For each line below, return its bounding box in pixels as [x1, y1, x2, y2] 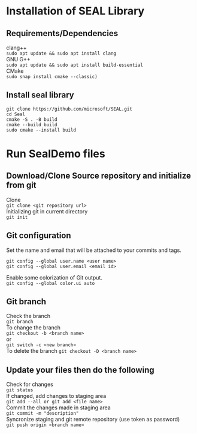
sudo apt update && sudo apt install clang [6, 50, 117, 57]
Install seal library [6, 90, 75, 100]
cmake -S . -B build [6, 116, 58, 123]
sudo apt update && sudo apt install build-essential [6, 62, 144, 68]
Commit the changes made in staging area [6, 404, 111, 411]
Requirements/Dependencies [6, 28, 119, 38]
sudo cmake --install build [6, 127, 77, 133]
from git [6, 180, 37, 191]
